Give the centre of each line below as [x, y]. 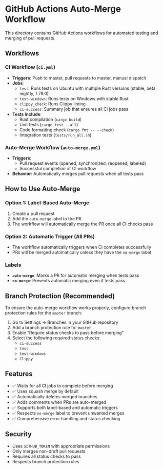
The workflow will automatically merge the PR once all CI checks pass [82, 224]
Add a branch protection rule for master [52, 328]
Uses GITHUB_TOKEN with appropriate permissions [61, 446]
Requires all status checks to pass [46, 456]
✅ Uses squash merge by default [45, 391]
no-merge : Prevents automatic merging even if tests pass [69, 281]
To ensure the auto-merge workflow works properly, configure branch [76, 308]
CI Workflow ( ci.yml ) [30, 67]
